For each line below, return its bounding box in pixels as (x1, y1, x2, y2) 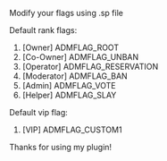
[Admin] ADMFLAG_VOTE (21, 80, 116, 90)
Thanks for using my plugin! (9, 142, 113, 152)
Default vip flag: (9, 107, 69, 117)
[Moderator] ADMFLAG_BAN (21, 71, 128, 81)
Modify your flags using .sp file (9, 8, 123, 18)
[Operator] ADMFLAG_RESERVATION (21, 62, 159, 72)
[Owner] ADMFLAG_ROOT (21, 42, 119, 53)
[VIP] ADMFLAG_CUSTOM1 (21, 124, 122, 135)
